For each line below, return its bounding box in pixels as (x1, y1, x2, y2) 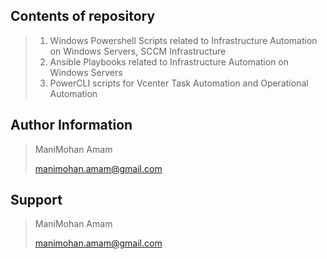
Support (10, 192, 63, 209)
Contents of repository (10, 8, 156, 25)
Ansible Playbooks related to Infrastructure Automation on (49, 55, 290, 68)
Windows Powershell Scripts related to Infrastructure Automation (49, 34, 318, 46)
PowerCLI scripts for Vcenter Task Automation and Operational (49, 77, 309, 89)
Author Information (10, 117, 133, 134)
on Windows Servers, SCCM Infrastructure (49, 45, 227, 57)
